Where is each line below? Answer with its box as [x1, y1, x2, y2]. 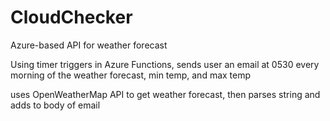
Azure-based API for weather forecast [10, 39, 168, 51]
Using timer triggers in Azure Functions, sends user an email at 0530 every [10, 58, 320, 70]
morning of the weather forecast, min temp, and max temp [10, 69, 252, 81]
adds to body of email [10, 99, 101, 111]
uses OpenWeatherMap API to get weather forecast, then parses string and [10, 88, 321, 100]
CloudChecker [10, 6, 133, 29]
